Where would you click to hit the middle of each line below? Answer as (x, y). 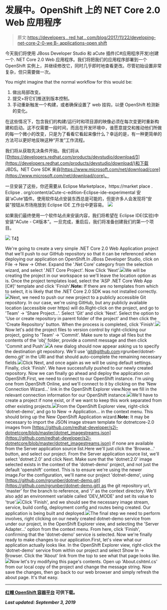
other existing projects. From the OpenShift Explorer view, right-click (77, 406)
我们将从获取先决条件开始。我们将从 (42, 150)
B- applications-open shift (81, 43)
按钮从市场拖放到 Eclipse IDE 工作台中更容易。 (59, 205)
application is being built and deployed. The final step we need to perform (83, 513)
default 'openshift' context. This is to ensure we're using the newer (74, 470)
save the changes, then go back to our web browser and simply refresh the (82, 572)
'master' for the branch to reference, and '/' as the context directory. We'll (81, 490)
